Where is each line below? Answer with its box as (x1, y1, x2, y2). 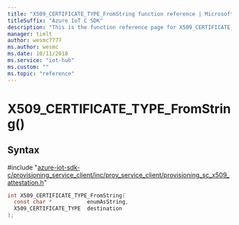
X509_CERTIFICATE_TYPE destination (14, 205, 122, 212)
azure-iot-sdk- (37, 163, 80, 172)
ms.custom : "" (7, 63, 50, 70)
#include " (7, 163, 38, 172)
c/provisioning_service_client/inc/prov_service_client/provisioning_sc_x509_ (7, 170, 230, 179)
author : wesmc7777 (7, 37, 62, 44)
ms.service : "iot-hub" (7, 57, 75, 64)
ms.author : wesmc (7, 43, 59, 51)
